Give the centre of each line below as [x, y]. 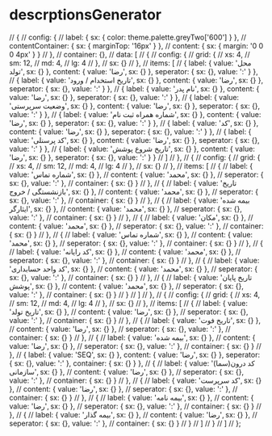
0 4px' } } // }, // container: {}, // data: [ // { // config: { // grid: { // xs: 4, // [130, 54]
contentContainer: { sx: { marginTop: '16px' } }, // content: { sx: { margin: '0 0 [136, 45]
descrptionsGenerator [86, 15]
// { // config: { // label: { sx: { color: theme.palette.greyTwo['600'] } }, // [128, 37]
